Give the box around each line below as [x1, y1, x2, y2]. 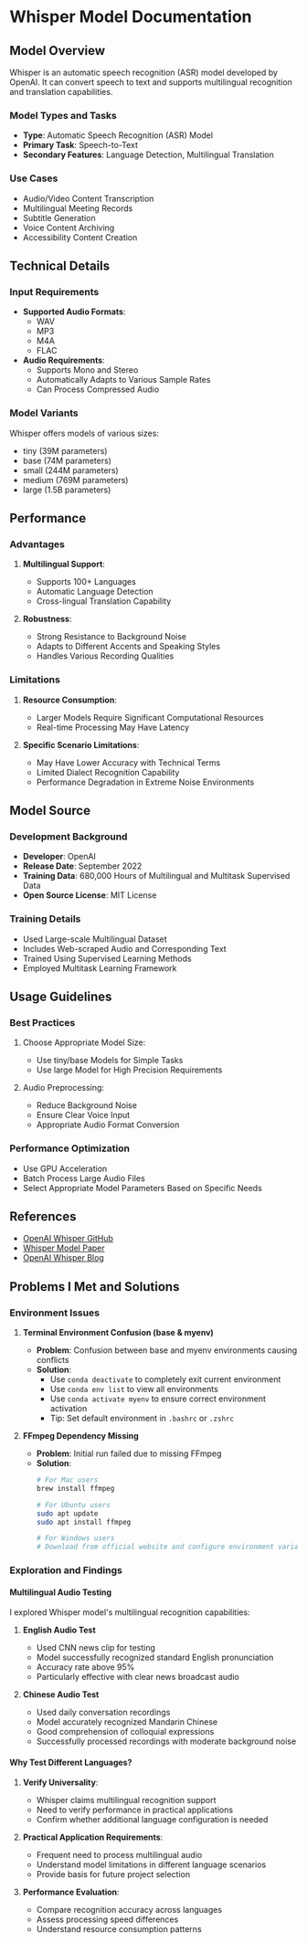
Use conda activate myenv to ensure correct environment [49, 1393, 267, 1404]
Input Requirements [9, 285, 100, 298]
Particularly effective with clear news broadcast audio [36, 1672, 239, 1683]
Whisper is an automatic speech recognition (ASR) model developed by [9, 67, 279, 78]
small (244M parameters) [22, 464, 119, 476]
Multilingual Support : [22, 559, 105, 570]
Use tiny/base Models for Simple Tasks [36, 1055, 184, 1066]
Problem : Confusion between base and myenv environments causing [36, 1345, 298, 1356]
